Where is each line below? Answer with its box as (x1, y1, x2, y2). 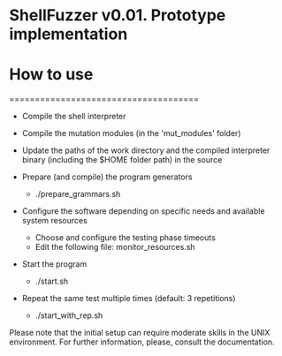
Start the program (21, 259, 88, 269)
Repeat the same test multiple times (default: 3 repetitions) (21, 293, 236, 304)
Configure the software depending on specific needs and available (21, 206, 265, 216)
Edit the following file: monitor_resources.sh (34, 242, 196, 253)
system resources (21, 216, 88, 226)
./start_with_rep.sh (34, 310, 103, 321)
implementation (9, 24, 128, 44)
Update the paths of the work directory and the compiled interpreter (21, 145, 271, 155)
